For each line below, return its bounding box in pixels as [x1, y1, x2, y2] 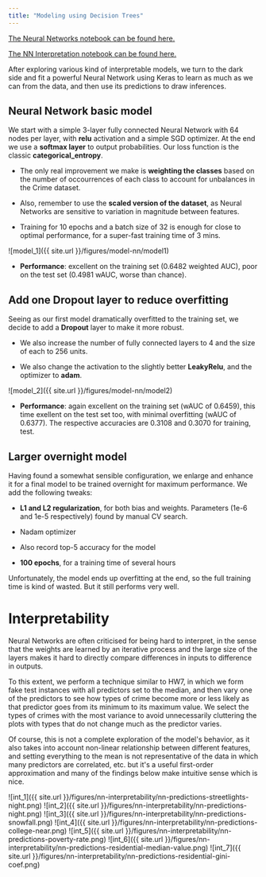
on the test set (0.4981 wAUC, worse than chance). [19, 270, 187, 279]
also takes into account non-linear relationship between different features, [8, 743, 251, 752]
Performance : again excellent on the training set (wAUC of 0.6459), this [19, 401, 256, 411]
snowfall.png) [8, 817, 53, 827]
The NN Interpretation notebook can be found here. [8, 49, 177, 58]
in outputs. [8, 661, 44, 671]
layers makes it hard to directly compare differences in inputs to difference [8, 653, 253, 662]
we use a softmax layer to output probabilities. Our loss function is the [8, 142, 240, 152]
